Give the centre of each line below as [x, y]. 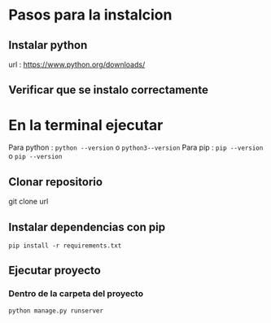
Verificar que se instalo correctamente [109, 90]
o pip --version [35, 156]
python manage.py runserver [56, 311]
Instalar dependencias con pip [87, 227]
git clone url [28, 202]
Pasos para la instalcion [90, 15]
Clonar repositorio [56, 182]
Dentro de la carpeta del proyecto [76, 294]
